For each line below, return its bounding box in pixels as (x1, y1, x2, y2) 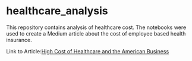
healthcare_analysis (6, 4, 108, 18)
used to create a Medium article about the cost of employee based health (6, 30, 186, 37)
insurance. (6, 36, 32, 43)
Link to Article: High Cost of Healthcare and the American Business (6, 47, 169, 54)
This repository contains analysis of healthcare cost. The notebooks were (6, 24, 187, 31)
